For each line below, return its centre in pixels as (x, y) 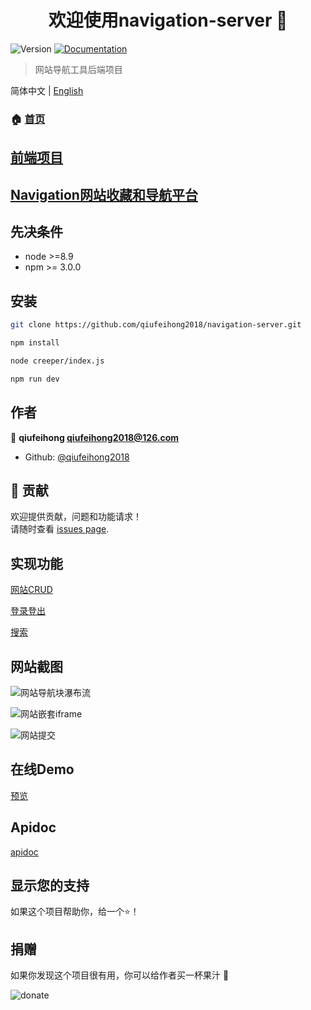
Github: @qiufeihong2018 (77, 457)
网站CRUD (31, 590)
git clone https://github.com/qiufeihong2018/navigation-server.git (156, 325)
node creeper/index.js (57, 361)
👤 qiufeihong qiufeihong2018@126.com (95, 437)
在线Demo (42, 769)
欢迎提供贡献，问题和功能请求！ (76, 517)
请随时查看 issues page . (60, 529)
